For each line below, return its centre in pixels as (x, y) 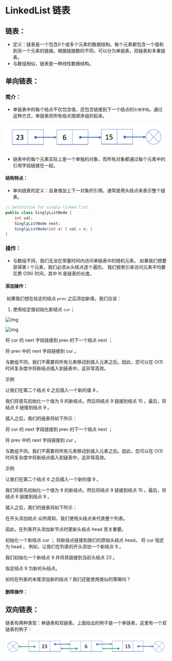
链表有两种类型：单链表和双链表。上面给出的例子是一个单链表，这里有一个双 (86, 623)
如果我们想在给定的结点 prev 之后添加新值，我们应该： (64, 298)
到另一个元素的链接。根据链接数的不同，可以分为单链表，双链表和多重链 (89, 51)
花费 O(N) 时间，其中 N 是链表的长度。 (53, 273)
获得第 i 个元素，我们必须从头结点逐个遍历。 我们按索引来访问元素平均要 (89, 267)
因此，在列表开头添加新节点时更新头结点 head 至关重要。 (66, 529)
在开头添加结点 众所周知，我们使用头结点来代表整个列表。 (67, 518)
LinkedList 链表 (38, 11)
